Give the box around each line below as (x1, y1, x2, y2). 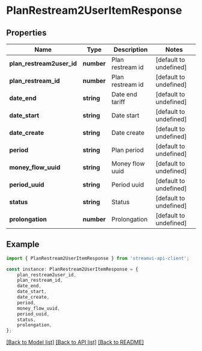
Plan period (111, 146, 144, 154)
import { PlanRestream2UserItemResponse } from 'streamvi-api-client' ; (6, 255, 189, 261)
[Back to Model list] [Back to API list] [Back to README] (6, 338, 144, 346)
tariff (111, 98, 125, 106)
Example (6, 239, 40, 250)
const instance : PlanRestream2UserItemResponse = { (6, 266, 138, 272)
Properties (6, 28, 47, 38)
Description (113, 46, 148, 54)
